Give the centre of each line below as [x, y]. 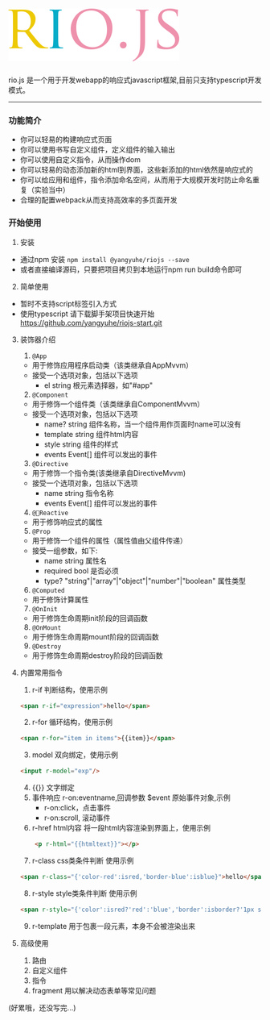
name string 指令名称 [79, 493]
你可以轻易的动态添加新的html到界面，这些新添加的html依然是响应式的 [136, 170]
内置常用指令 [41, 672]
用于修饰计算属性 [60, 599]
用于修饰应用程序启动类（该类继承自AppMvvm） [112, 365]
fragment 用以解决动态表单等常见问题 [94, 990]
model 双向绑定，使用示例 [75, 755]
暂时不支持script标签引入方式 [68, 303]
